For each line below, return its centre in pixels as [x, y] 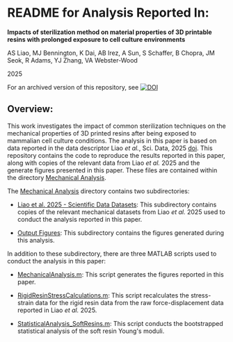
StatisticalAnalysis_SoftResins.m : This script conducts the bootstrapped [120, 323]
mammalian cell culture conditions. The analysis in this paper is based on [112, 140]
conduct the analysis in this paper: [57, 261]
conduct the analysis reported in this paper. [80, 219]
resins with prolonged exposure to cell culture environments [96, 39]
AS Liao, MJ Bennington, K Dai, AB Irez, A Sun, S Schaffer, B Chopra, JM [111, 53]
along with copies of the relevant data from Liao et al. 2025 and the [104, 163]
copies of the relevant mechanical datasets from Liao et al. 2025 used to [121, 212]
